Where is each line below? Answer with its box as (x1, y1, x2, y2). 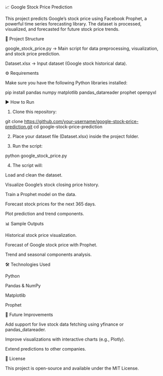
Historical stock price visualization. (5, 232, 77, 238)
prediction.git (5, 124, 32, 130)
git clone (5, 119, 23, 124)
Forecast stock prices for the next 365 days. (5, 201, 96, 207)
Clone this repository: (12, 109, 57, 115)
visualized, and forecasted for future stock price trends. (5, 26, 120, 32)
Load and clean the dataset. (5, 172, 63, 178)
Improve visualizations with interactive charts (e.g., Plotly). (5, 336, 126, 342)
